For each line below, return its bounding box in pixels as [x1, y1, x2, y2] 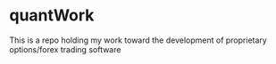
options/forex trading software [9, 44, 121, 54]
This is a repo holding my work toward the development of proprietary [9, 35, 268, 45]
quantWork [9, 5, 95, 26]
